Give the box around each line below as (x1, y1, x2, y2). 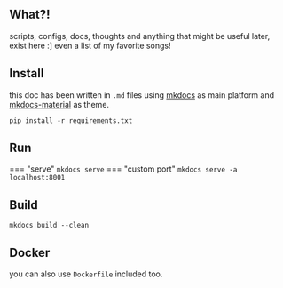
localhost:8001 (9, 173, 66, 182)
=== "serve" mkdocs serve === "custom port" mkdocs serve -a (9, 164, 238, 174)
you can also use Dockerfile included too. (9, 268, 163, 279)
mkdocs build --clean (9, 221, 90, 230)
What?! (9, 7, 51, 22)
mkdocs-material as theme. (9, 99, 109, 109)
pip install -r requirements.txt (9, 116, 133, 125)
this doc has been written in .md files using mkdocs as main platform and (9, 89, 275, 100)
